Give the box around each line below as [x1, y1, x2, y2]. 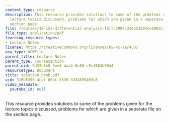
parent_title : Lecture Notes [5, 54, 66, 59]
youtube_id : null [10, 86, 46, 92]
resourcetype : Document [5, 68, 55, 73]
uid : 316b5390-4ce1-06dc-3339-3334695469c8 [5, 77, 98, 82]
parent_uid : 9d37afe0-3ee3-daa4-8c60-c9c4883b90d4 [5, 63, 114, 68]
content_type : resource [5, 7, 55, 13]
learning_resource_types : [5, 36, 59, 41]
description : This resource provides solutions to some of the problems [5, 12, 161, 17]
